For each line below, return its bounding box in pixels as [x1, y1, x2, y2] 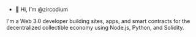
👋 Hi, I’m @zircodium [15, 6, 69, 13]
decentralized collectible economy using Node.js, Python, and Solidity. [6, 24, 185, 31]
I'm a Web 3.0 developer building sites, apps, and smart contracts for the [6, 18, 190, 24]
